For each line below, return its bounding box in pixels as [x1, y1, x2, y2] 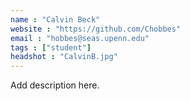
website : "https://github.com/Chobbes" [10, 24, 182, 34]
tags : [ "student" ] [10, 42, 92, 53]
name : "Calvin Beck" [10, 14, 101, 25]
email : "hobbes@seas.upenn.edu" [10, 33, 150, 43]
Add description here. [10, 79, 100, 91]
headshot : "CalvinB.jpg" [10, 52, 118, 62]
